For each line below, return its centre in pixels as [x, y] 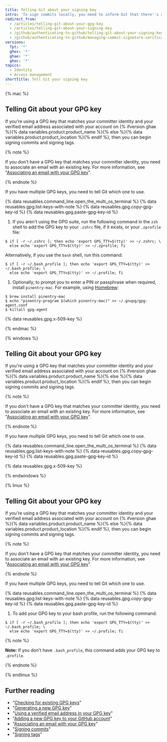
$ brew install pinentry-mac [35, 296]
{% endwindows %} [26, 476]
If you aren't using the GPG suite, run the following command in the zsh [85, 221]
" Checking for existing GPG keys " [47, 703]
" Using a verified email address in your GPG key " [63, 713]
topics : [13, 65]
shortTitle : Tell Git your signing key [46, 79]
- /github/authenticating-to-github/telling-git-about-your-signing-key [86, 33]
